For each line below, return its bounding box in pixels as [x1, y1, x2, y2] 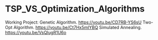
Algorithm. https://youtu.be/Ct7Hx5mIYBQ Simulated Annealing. [13, 24, 142, 30]
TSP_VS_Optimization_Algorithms [5, 3, 145, 14]
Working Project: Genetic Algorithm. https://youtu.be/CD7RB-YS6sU [5, 19, 142, 25]
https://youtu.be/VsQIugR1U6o [5, 29, 67, 35]
